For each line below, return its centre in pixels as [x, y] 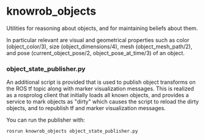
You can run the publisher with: [46, 120]
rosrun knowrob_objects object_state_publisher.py [72, 131]
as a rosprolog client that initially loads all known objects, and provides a [98, 95]
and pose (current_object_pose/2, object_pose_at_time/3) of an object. [95, 53]
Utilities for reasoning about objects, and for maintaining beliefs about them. [102, 28]
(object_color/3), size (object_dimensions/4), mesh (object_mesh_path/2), [99, 46]
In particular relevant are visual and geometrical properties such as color [98, 40]
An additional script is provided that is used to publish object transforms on [101, 82]
